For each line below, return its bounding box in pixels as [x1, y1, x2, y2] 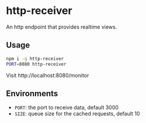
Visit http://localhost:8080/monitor [6, 72, 89, 79]
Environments [6, 89, 58, 99]
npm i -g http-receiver [6, 55, 64, 62]
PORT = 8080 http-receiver [6, 61, 67, 67]
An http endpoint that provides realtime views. [6, 23, 117, 30]
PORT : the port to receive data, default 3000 [14, 104, 119, 111]
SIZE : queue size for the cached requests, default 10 [14, 110, 140, 117]
